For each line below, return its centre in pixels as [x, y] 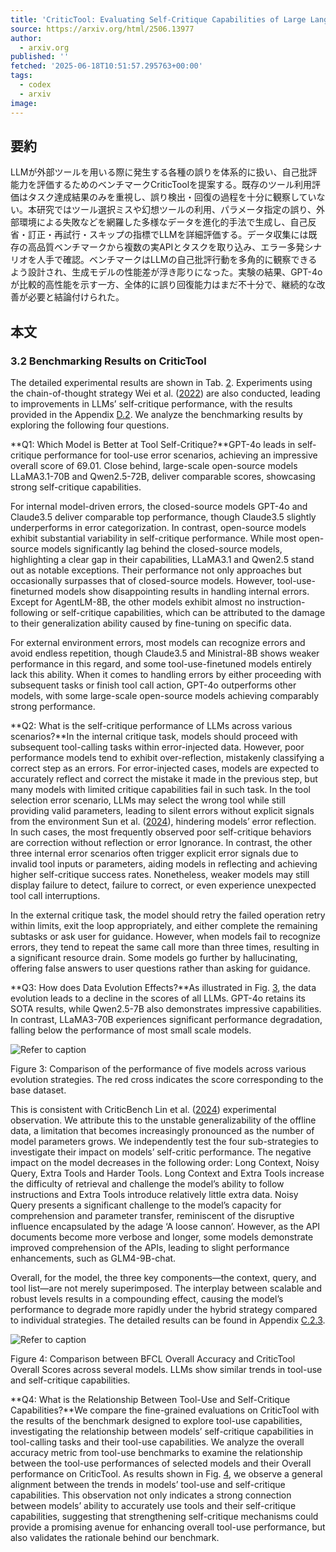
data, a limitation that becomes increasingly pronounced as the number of [162, 1130]
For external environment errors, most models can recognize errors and [158, 642]
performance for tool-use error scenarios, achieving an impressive [180, 455]
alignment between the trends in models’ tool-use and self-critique [148, 1484]
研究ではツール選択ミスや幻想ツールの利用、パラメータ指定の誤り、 [176, 210]
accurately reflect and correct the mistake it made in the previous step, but [164, 779]
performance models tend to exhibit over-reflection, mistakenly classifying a [167, 757]
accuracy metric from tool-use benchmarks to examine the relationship [156, 1452]
